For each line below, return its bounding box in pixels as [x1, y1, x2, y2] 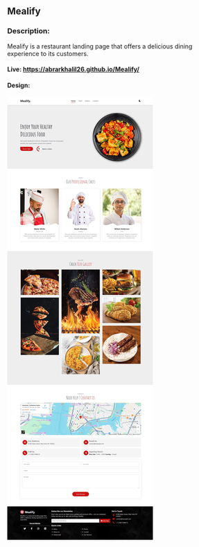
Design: [7, 81, 31, 89]
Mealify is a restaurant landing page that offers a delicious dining [7, 42, 193, 51]
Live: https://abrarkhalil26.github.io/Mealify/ [7, 65, 140, 73]
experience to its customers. [7, 49, 89, 57]
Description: [7, 26, 50, 36]
